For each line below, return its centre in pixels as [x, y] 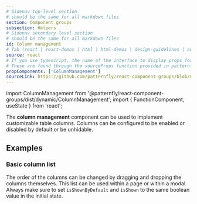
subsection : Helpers [31, 28]
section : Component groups [39, 22]
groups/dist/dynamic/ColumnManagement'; [59, 99]
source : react [23, 55]
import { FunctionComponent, [149, 99]
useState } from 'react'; [34, 106]
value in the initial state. [35, 196]
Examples [24, 148]
